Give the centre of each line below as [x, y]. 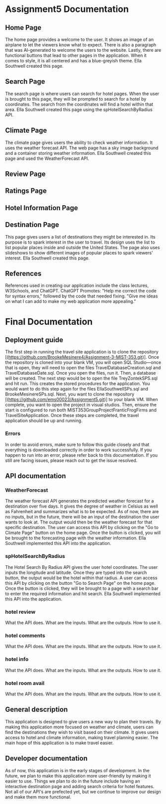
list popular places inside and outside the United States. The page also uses [83, 247]
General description [36, 710]
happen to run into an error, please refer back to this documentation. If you [81, 455]
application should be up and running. [44, 421]
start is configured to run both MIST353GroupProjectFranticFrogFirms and [81, 410]
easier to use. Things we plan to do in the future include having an [73, 781]
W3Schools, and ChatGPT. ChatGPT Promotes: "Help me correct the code [81, 291]
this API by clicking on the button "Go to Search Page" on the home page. [80, 583]
